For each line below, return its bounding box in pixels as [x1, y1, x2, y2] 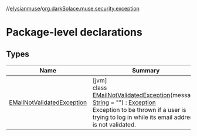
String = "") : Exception [92, 98, 157, 107]
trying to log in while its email [92, 113, 173, 121]
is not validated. [92, 121, 137, 128]
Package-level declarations [6, 26, 142, 39]
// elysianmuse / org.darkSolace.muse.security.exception [6, 5, 140, 12]
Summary [131, 67, 160, 74]
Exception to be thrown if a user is [92, 106, 186, 114]
